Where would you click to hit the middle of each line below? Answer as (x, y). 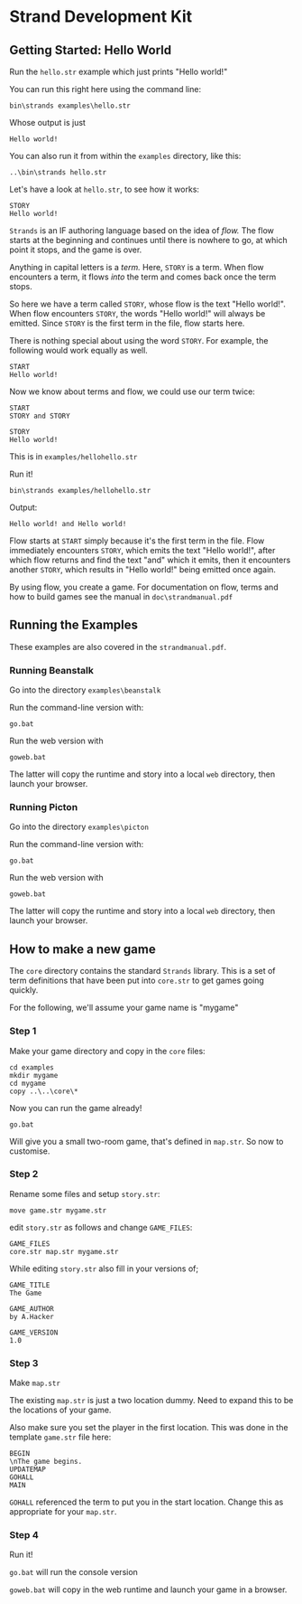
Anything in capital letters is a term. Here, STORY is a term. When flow (137, 267)
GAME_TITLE (30, 1285)
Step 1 (23, 1031)
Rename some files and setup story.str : (85, 1194)
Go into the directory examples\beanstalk (85, 690)
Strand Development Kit (101, 17)
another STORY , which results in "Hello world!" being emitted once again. (143, 570)
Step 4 (24, 1535)
